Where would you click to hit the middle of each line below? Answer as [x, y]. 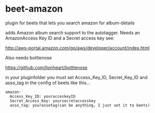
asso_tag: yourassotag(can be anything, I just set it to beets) [80, 105]
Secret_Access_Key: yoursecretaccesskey [53, 101]
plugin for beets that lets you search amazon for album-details [70, 23]
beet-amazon [34, 9]
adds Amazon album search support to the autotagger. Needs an [73, 32]
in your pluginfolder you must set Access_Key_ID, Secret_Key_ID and [76, 77]
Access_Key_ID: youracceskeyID [43, 96]
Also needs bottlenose [29, 58]
